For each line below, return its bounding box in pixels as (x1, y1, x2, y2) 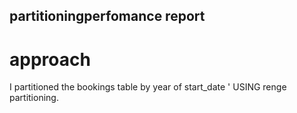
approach (9, 48, 91, 71)
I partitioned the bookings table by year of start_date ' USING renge (9, 81, 287, 93)
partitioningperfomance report (9, 8, 206, 25)
